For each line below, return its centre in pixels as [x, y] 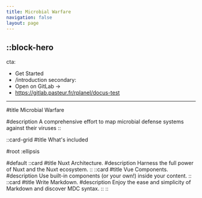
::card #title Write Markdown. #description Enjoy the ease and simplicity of [99, 182]
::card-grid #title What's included [47, 140]
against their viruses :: [34, 128]
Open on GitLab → [38, 86]
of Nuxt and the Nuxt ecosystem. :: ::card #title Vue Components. [87, 170]
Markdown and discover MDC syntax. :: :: [57, 189]
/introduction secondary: [45, 80]
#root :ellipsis [23, 152]
